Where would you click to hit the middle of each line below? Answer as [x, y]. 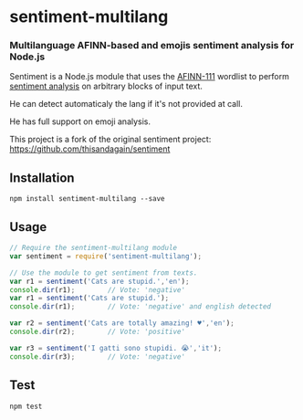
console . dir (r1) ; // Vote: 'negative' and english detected [141, 307]
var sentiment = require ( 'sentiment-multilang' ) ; [106, 256]
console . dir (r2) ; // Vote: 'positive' [97, 332]
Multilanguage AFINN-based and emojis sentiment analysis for [152, 46]
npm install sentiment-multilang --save [88, 199]
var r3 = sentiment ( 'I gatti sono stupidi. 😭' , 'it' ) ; [115, 348]
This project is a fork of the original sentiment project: [110, 140]
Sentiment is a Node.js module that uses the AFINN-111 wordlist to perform [149, 77]
